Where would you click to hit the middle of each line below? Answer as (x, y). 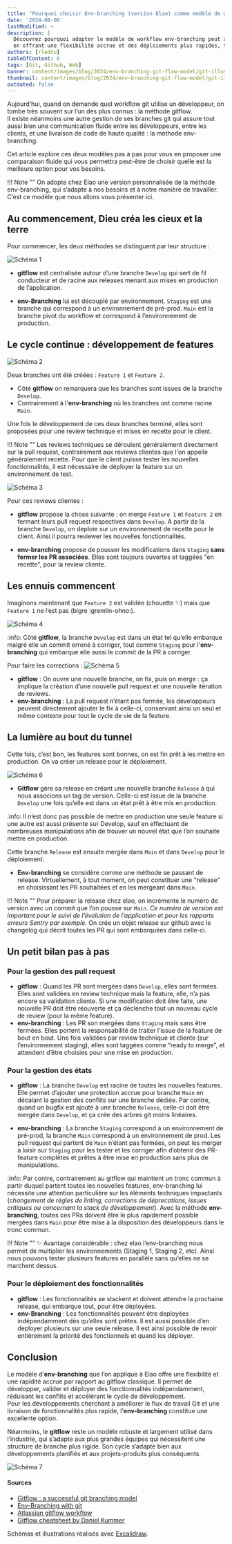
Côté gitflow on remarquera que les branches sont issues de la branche (119, 388)
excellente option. (32, 1418)
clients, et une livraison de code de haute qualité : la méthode (95, 134)
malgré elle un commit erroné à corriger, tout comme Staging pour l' (104, 645)
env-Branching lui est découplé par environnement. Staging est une (114, 301)
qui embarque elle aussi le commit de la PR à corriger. (115, 652)
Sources (20, 1483)
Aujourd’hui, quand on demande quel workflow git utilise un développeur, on (116, 104)
